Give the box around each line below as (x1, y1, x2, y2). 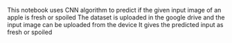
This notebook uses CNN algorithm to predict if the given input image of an (7, 6, 222, 14)
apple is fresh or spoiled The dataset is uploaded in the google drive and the (7, 13, 225, 21)
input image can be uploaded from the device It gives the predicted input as (7, 21, 224, 28)
